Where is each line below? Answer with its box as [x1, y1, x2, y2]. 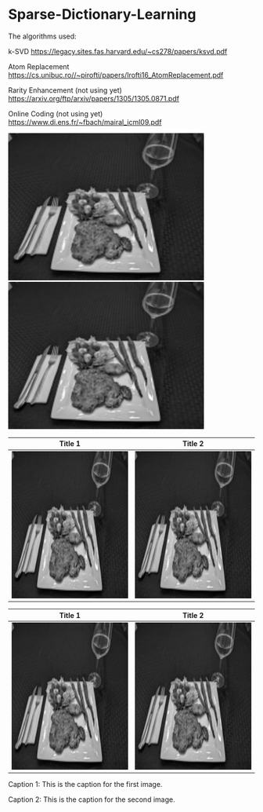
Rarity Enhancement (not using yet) [8, 85, 123, 95]
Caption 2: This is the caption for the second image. [8, 795, 175, 804]
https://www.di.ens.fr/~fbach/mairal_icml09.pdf [8, 117, 162, 126]
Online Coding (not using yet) [8, 108, 103, 119]
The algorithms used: [8, 31, 77, 41]
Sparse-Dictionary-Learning [8, 5, 196, 24]
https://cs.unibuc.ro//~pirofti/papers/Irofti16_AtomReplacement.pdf [8, 70, 224, 79]
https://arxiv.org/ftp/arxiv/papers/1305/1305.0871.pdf [8, 93, 180, 103]
